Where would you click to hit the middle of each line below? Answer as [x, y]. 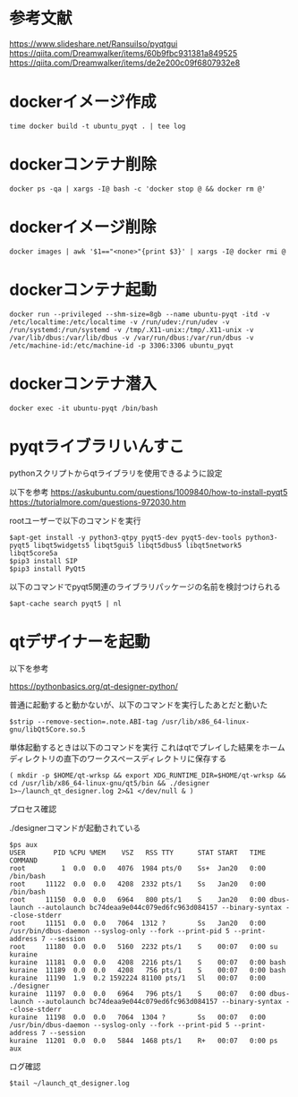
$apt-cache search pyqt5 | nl [66, 604]
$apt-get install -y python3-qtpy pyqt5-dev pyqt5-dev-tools [126, 537]
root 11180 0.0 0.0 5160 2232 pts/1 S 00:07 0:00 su [144, 947]
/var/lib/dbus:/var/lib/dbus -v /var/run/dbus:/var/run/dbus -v [132, 338]
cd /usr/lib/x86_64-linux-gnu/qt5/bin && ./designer [110, 783]
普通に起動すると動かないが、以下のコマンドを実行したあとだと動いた [139, 705]
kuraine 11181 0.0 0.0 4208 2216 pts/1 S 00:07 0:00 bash [148, 962]
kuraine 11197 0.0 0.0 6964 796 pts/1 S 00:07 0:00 [138, 994]
